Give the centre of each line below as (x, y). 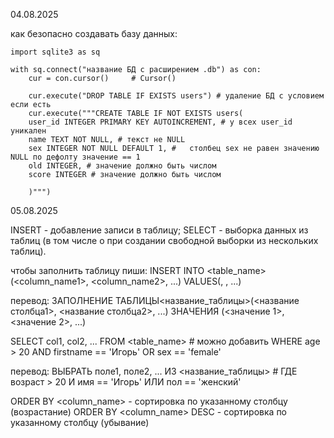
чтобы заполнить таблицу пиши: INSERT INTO (107, 270)
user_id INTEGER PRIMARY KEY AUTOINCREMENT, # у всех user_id (160, 122)
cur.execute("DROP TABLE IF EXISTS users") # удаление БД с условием (176, 96)
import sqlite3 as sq (55, 52)
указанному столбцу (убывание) (80, 422)
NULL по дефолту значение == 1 (75, 157)
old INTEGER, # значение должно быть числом (122, 166)
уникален (28, 131)
